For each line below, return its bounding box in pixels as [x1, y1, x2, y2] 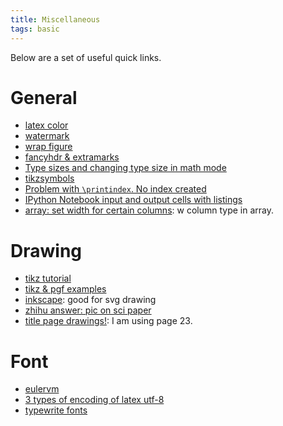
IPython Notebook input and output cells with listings [24, 194, 243, 206]
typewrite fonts [24, 404, 88, 416]
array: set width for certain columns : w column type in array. [24, 204, 274, 216]
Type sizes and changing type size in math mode [24, 162, 227, 174]
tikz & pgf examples [24, 283, 107, 295]
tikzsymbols [24, 172, 75, 185]
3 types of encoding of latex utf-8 [24, 394, 165, 406]
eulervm [24, 383, 60, 395]
